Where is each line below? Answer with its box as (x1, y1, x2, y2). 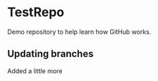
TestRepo (7, 4, 65, 20)
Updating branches (7, 48, 94, 60)
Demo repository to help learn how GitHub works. (7, 27, 152, 36)
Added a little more (7, 66, 63, 75)
